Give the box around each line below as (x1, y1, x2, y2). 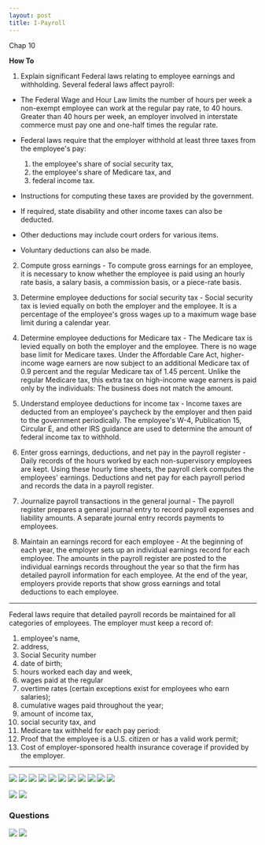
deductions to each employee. (20, 587, 119, 596)
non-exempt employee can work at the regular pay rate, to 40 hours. (20, 103, 243, 113)
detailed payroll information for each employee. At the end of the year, (20, 570, 248, 580)
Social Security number (20, 650, 97, 660)
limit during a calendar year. (20, 317, 111, 327)
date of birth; (20, 658, 63, 667)
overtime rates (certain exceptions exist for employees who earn (20, 683, 230, 693)
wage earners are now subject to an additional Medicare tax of (46, 358, 250, 368)
